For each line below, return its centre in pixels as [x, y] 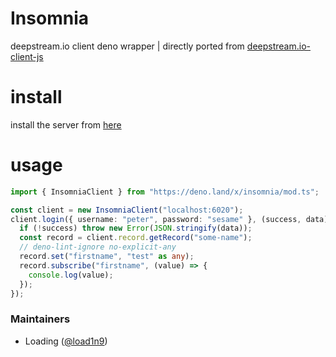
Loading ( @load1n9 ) [66, 341]
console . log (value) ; [71, 275]
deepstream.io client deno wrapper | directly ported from [127, 46]
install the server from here [66, 124]
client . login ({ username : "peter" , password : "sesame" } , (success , [156, 219]
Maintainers [40, 319]
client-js [27, 56]
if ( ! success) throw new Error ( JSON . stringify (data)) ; [136, 228]
